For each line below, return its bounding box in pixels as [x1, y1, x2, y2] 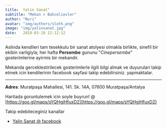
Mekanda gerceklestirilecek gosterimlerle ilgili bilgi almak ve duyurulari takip [5, 64, 162, 70]
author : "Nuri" [5, 16, 37, 21]
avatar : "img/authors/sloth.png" [5, 21, 75, 26]
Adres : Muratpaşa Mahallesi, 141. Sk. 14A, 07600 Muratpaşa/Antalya [5, 84, 145, 90]
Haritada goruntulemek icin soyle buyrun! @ [5, 94, 95, 100]
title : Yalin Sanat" [5, 7, 50, 12]
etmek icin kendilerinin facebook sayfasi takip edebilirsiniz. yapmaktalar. [5, 70, 153, 75]
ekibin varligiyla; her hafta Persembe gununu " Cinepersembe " [5, 49, 133, 55]
